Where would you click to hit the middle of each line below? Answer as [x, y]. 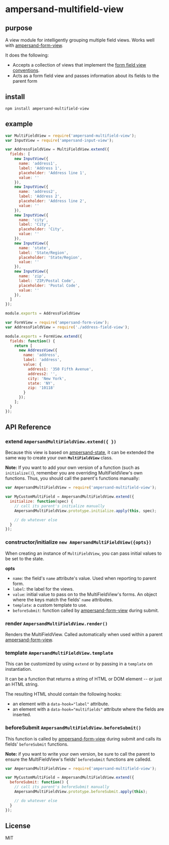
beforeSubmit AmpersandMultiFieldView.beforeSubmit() [73, 728]
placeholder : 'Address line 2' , [52, 201]
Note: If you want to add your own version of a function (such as [72, 467]
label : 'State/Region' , [44, 253]
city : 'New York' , [47, 379]
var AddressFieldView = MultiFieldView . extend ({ [57, 149]
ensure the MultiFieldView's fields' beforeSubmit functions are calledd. [78, 759]
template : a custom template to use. [50, 605]
